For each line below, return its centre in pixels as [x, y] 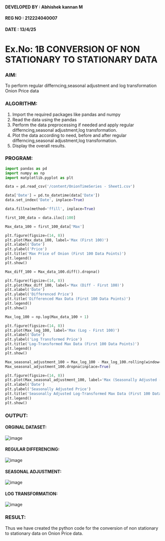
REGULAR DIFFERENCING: [32, 449]
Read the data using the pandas [44, 119]
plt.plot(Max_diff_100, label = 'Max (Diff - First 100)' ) [65, 285]
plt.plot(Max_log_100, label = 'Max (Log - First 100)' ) [62, 330]
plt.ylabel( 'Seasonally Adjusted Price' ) [48, 389]
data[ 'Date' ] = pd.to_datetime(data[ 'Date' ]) [52, 196]
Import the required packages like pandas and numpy [66, 114]
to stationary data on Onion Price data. [44, 533]
